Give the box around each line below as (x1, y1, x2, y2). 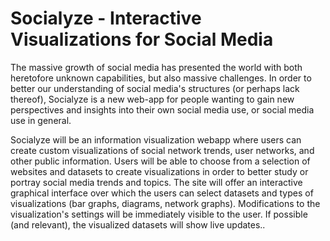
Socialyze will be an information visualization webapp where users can (10, 133, 302, 146)
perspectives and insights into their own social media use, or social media (10, 103, 315, 116)
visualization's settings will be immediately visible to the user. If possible (10, 208, 308, 220)
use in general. (10, 114, 72, 126)
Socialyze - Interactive (10, 7, 202, 30)
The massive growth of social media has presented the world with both (10, 61, 303, 73)
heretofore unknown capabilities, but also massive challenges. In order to (10, 72, 312, 84)
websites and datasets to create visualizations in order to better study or (10, 165, 309, 177)
